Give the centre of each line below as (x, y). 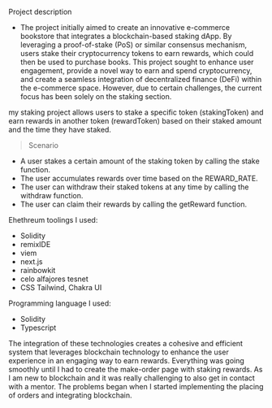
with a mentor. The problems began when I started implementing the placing (136, 386)
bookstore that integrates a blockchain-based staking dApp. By (126, 36)
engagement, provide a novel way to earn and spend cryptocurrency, (136, 71)
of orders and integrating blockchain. (70, 395)
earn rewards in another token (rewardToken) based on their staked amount (135, 121)
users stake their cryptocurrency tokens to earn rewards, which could (137, 53)
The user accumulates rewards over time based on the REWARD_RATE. (139, 178)
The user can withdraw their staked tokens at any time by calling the (134, 187)
